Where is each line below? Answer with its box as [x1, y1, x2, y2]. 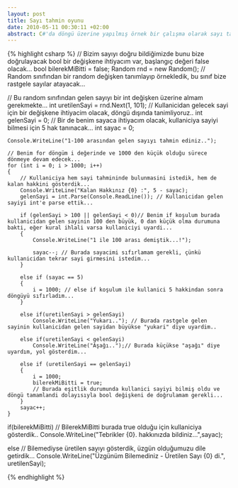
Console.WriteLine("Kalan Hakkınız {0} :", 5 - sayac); [20, 187, 189, 194]
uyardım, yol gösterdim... [7, 348, 87, 355]
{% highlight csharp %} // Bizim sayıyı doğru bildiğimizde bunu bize [7, 50, 205, 58]
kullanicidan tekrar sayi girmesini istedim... [7, 255, 151, 262]
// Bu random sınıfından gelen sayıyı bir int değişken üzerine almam [7, 94, 203, 102]
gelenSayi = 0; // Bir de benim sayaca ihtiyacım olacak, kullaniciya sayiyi [7, 116, 218, 125]
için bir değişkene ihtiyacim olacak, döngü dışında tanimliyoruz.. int [7, 109, 203, 117]
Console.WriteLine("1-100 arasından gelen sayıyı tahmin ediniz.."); [7, 138, 217, 145]
